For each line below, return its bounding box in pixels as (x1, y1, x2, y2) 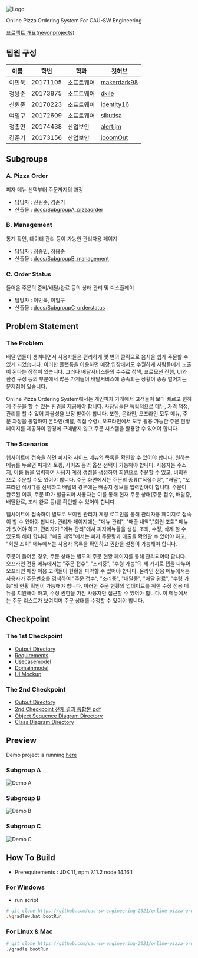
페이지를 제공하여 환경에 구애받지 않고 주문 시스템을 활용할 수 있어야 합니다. (6, 424, 179, 432)
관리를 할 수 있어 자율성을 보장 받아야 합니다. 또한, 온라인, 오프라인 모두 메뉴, (6, 410, 181, 417)
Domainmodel (14, 664, 49, 671)
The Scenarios (6, 440, 49, 448)
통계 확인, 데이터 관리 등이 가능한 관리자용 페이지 (6, 235, 118, 242)
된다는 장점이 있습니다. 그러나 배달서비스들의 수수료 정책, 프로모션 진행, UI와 (12, 368, 187, 375)
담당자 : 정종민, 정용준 (14, 248, 65, 255)
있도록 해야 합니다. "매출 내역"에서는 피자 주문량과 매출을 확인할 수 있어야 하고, (6, 533, 187, 540)
